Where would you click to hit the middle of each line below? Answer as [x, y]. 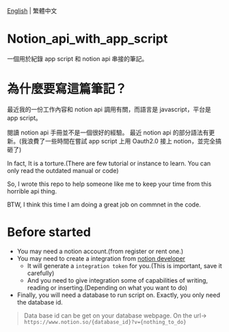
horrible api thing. [32, 191]
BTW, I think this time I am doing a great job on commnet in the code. [104, 204]
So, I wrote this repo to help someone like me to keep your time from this [109, 184]
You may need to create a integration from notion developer [101, 258]
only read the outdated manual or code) [63, 170]
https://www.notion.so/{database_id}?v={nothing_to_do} [105, 322]
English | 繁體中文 [32, 11]
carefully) [41, 273]
